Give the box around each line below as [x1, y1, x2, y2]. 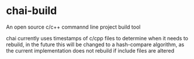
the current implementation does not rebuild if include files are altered [6, 47, 175, 54]
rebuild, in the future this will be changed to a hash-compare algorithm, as [6, 41, 185, 48]
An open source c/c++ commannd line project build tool [6, 23, 141, 30]
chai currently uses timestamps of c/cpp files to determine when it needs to [6, 34, 189, 41]
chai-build [6, 4, 57, 18]
